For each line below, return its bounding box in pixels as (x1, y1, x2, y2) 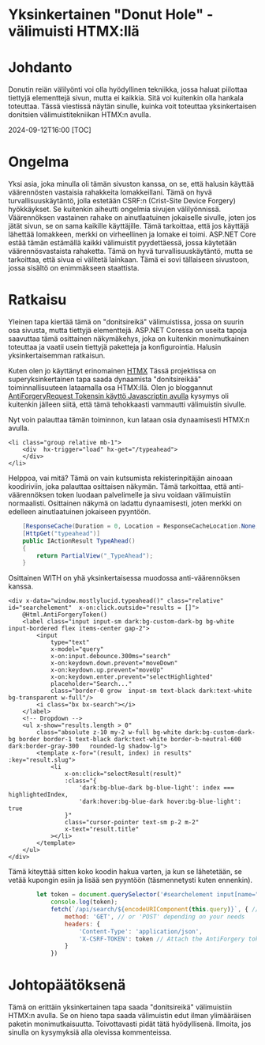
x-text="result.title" (64, 825, 140, 834)
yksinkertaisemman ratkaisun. (8, 350, 106, 360)
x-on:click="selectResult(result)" (64, 770, 181, 778)
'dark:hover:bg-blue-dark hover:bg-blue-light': (78, 797, 242, 806)
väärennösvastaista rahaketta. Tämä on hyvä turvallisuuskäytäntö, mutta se (8, 247, 253, 256)
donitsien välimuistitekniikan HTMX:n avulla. (8, 110, 151, 119)
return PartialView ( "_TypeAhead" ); (36, 551, 154, 559)
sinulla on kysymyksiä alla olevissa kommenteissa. (8, 1028, 172, 1037)
